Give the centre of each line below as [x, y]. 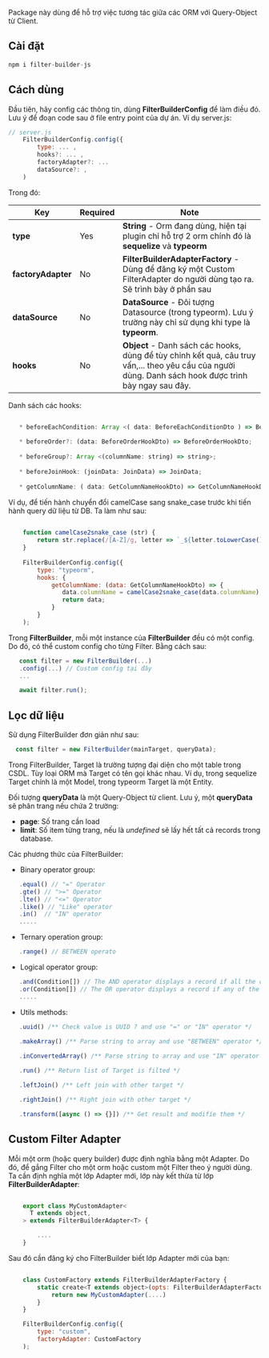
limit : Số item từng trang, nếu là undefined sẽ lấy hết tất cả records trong [140, 830]
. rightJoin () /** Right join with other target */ [105, 1099]
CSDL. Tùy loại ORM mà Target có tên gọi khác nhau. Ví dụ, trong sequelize [133, 773]
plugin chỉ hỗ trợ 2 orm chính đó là [187, 235]
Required [97, 212]
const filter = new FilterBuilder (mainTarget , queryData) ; [116, 750]
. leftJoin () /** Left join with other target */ [101, 1085]
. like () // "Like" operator [66, 907]
